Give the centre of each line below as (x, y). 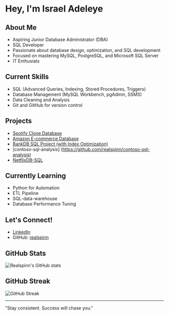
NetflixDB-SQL (28, 160)
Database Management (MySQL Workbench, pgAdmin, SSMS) (77, 94)
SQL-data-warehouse (35, 199)
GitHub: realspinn (30, 237)
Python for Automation (36, 188)
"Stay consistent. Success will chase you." (49, 308)
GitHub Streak (28, 281)
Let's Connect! (29, 220)
